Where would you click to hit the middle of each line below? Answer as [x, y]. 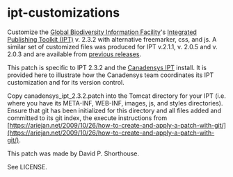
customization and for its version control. [66, 82]
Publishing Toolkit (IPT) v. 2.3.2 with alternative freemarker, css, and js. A [112, 39]
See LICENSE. [27, 167]
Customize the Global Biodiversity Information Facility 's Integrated [102, 32]
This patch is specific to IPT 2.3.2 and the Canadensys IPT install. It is [107, 67]
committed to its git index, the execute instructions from [87, 118]
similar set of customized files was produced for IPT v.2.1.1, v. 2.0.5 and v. [112, 47]
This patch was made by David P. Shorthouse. [73, 153]
